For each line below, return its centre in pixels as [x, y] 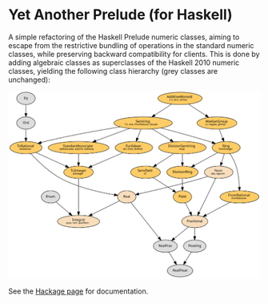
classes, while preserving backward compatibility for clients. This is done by [134, 54]
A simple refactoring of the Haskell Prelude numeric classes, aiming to [124, 37]
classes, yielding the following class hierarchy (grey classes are [113, 71]
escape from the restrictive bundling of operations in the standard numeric [131, 45]
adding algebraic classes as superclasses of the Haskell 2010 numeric [124, 63]
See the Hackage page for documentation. [78, 291]
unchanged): [29, 79]
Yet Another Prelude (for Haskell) [121, 15]
